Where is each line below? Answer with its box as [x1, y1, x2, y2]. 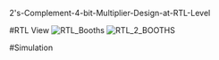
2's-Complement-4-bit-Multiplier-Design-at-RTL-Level [9, 8, 211, 18]
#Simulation [9, 42, 54, 53]
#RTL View [9, 25, 50, 35]
